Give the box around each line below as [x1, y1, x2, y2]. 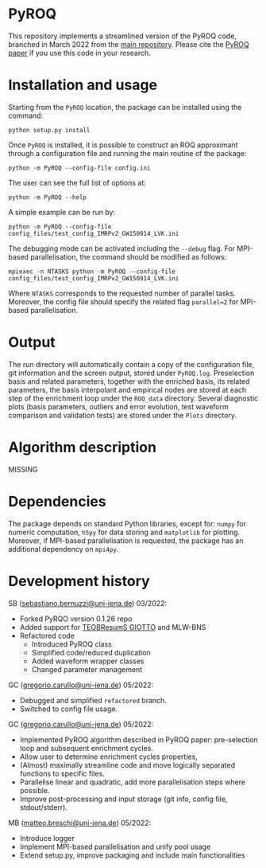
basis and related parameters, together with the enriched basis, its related [8, 376, 250, 386]
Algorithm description [8, 439, 157, 456]
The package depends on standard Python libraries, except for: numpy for [8, 518, 246, 528]
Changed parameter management [31, 664, 143, 674]
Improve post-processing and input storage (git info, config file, [19, 794, 228, 803]
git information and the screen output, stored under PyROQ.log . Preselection [8, 368, 255, 377]
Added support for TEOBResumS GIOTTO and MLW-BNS [19, 622, 206, 631]
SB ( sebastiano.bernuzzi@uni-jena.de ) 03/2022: [8, 598, 168, 608]
